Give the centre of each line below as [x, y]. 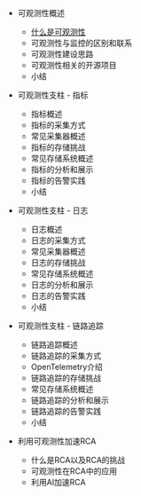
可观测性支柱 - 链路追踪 [61, 326]
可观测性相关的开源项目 [74, 65]
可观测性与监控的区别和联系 [82, 43]
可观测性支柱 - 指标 [53, 95]
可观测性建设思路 [62, 54]
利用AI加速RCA [58, 482]
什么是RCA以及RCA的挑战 [78, 460]
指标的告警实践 [58, 181]
